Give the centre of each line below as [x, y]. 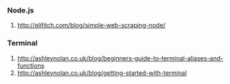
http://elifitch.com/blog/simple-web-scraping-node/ [91, 25]
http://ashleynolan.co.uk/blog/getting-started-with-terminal [102, 73]
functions [31, 65]
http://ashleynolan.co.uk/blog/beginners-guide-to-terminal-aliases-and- [120, 58]
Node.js [21, 10]
